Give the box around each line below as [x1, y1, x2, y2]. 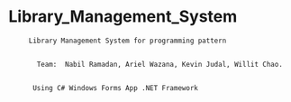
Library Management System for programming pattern [28, 36, 227, 45]
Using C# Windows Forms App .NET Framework [32, 83, 199, 92]
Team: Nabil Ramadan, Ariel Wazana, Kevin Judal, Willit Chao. [36, 60, 283, 69]
